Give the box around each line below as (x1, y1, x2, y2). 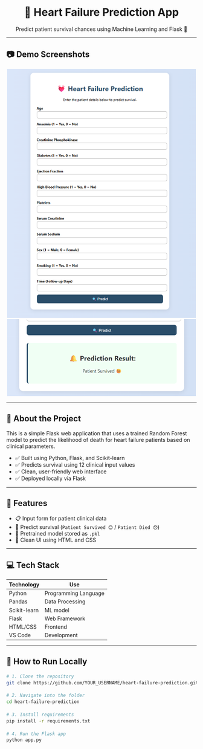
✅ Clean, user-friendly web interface (14, 468, 107, 475)
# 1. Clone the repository (6, 673, 74, 679)
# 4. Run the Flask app (6, 731, 66, 737)
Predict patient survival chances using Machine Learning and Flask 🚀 (15, 25, 188, 33)
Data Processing (44, 598, 86, 605)
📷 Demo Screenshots (6, 50, 90, 60)
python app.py (6, 737, 42, 743)
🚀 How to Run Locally (6, 657, 88, 667)
